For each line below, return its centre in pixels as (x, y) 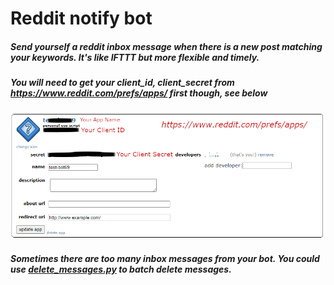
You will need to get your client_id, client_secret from (122, 83)
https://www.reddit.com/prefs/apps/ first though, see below (139, 93)
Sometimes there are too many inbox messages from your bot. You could (165, 259)
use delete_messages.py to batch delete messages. (121, 269)
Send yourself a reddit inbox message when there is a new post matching (166, 46)
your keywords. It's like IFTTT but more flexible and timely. (135, 57)
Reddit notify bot (81, 18)
